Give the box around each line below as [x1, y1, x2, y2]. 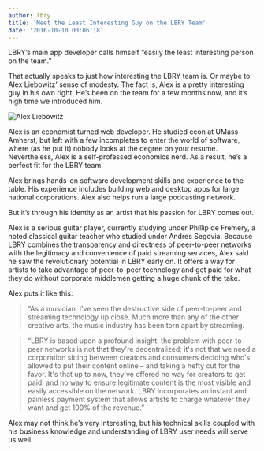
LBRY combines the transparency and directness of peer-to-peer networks [8, 240, 252, 249]
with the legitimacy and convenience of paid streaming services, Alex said [8, 248, 249, 258]
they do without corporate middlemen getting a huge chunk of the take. [8, 274, 240, 283]
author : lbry [8, 11, 51, 20]
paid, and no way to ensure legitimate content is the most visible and [27, 378, 251, 387]
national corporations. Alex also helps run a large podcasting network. [8, 192, 236, 202]
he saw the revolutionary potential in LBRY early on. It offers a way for [8, 257, 235, 266]
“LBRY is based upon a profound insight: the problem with [27, 336, 216, 345]
